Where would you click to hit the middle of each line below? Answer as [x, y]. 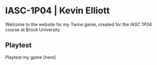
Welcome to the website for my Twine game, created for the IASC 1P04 [78, 24]
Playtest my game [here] [31, 57]
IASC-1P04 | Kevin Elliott [57, 11]
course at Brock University [33, 29]
